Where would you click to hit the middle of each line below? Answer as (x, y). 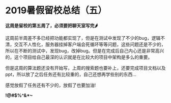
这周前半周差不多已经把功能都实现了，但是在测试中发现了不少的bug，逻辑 (83, 38)
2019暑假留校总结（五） (56, 10)
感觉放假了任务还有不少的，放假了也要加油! (51, 85)
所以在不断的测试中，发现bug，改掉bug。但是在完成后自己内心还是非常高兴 (85, 50)
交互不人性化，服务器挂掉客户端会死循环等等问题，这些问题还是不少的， (90, 44)
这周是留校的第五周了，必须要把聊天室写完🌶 (52, 25)
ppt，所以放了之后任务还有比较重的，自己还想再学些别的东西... (71, 74)
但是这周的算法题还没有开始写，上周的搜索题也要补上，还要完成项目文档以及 (85, 68)
